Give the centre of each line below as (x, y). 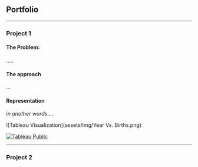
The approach (24, 74)
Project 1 (19, 33)
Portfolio (22, 10)
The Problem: (23, 47)
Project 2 (19, 158)
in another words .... (30, 114)
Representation (26, 100)
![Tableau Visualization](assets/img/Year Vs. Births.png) (74, 125)
